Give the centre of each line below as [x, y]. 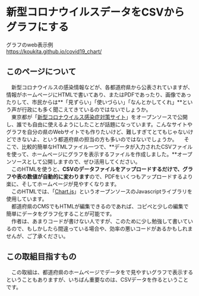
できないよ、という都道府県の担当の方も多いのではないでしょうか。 [94, 139]
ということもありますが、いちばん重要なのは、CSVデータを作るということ [97, 279]
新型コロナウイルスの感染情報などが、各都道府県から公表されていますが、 [102, 87]
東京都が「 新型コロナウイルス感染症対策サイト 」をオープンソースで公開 [99, 117]
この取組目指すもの [41, 257]
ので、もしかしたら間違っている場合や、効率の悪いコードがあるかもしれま [102, 228]
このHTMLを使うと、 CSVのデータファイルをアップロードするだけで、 [97, 169]
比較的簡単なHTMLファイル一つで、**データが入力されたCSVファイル [107, 147]
